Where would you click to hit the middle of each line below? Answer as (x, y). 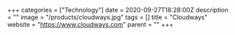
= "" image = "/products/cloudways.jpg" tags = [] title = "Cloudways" (108, 17)
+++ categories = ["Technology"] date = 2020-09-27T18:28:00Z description (118, 10)
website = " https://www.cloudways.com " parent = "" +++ (90, 24)
